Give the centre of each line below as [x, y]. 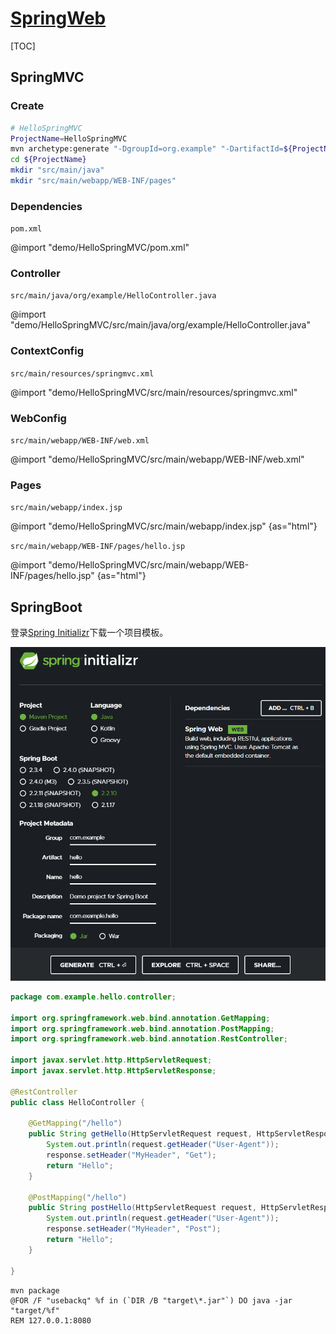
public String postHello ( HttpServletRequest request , [142, 1208]
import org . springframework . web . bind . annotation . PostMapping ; [142, 1028]
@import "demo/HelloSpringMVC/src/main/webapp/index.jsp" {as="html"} [164, 526]
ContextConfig [47, 351]
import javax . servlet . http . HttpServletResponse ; [113, 1071]
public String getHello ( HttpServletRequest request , [140, 1134]
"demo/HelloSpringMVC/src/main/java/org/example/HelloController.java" [160, 325]
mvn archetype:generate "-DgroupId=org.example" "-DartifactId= [147, 149]
